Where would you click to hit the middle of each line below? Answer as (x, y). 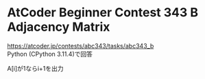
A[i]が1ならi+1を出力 (35, 68)
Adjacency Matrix (59, 27)
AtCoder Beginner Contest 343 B (103, 13)
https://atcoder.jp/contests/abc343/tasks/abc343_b (81, 46)
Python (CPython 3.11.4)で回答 (50, 54)
